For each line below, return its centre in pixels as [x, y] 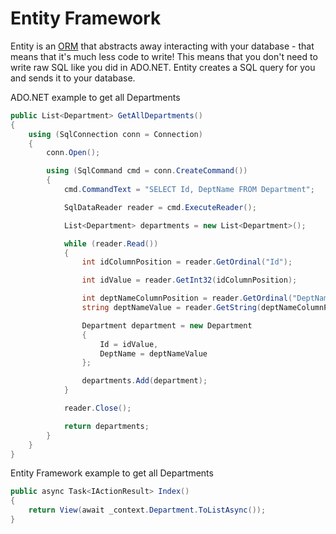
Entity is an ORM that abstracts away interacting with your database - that [162, 46]
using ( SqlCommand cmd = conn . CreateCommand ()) [147, 171]
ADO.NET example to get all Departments [95, 97]
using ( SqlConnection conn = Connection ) [115, 134]
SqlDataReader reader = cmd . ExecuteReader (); [160, 207]
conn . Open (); [73, 153]
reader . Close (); [97, 408]
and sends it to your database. [73, 78]
